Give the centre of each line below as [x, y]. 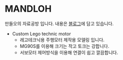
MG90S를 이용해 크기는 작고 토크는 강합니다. [64, 46]
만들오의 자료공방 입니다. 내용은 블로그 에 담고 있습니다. [59, 23]
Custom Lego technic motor [41, 34]
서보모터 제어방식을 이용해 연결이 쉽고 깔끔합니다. [69, 52]
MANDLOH [28, 9]
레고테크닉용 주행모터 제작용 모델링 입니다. [62, 40]
